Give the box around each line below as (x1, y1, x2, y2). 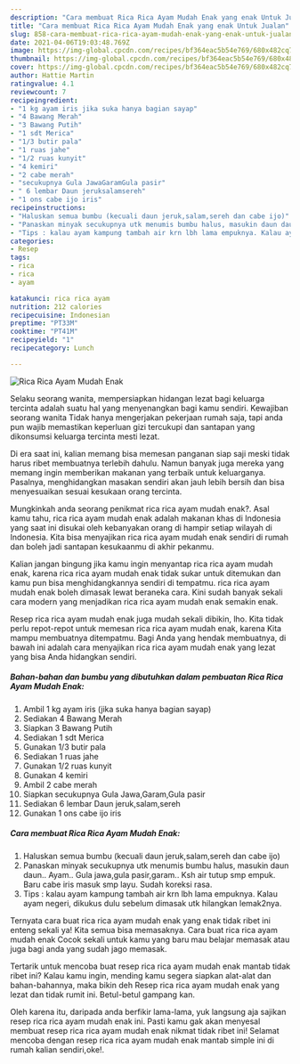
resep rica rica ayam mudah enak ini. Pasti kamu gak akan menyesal (10, 1016, 261, 1027)
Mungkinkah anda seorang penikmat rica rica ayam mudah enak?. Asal (10, 503, 270, 514)
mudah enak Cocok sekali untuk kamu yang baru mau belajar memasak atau (10, 934, 290, 945)
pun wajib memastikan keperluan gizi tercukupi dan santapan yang (10, 421, 255, 432)
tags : (10, 253, 30, 263)
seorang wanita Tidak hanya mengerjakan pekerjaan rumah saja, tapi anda (10, 411, 283, 423)
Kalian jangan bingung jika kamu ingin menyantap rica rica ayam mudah (10, 558, 274, 569)
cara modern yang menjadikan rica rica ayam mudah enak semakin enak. (10, 596, 279, 606)
